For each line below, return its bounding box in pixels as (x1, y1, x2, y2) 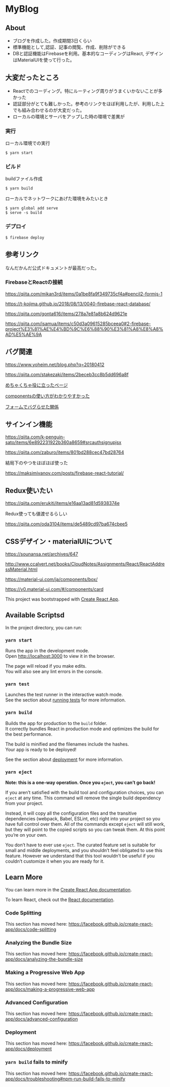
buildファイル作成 (5, 176, 43, 182)
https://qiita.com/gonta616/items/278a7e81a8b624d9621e (5, 310, 128, 316)
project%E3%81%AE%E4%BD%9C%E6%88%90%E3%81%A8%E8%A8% (5, 326, 163, 332)
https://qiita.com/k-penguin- (5, 434, 65, 440)
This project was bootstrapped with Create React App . (5, 596, 120, 602)
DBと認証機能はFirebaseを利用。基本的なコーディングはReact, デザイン (12, 51, 163, 56)
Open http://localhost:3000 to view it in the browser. (5, 653, 115, 659)
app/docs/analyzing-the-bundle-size (5, 956, 83, 963)
